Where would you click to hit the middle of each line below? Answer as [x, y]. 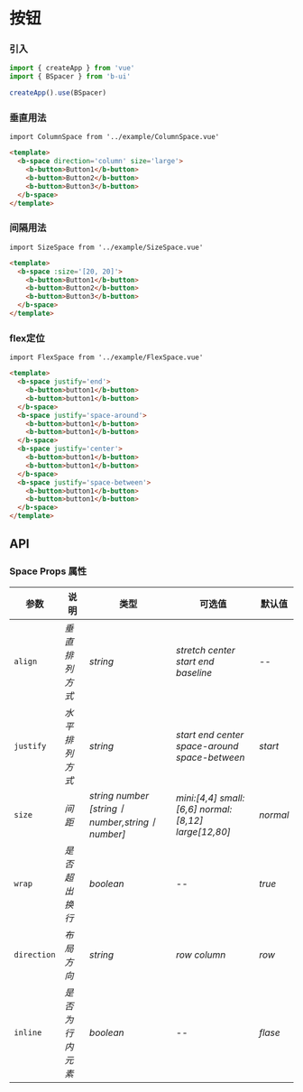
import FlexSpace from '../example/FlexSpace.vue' [106, 357]
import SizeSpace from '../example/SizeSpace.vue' [106, 247]
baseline [194, 672]
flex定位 [27, 338]
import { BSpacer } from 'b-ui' [70, 77]
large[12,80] [203, 831]
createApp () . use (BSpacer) [58, 93]
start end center [210, 735]
